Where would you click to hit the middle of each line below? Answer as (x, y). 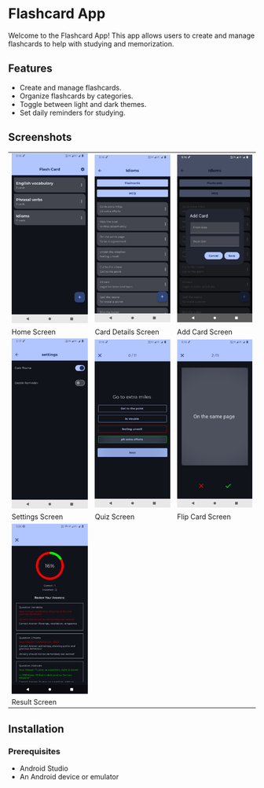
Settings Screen (37, 517)
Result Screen (34, 701)
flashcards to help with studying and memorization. (91, 43)
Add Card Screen (205, 332)
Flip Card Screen (204, 517)
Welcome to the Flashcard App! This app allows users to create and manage (132, 35)
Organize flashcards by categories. (76, 96)
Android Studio (44, 768)
